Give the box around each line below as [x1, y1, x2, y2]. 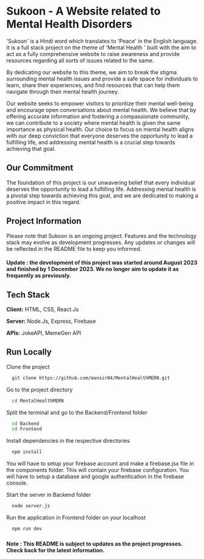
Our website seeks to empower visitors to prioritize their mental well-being [6, 99, 194, 107]
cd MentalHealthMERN [12, 398, 64, 404]
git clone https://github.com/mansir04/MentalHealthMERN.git [12, 374, 171, 381]
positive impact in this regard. [6, 198, 81, 205]
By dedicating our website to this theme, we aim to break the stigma [6, 68, 177, 76]
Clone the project [6, 363, 50, 370]
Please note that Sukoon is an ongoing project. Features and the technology [6, 232, 197, 239]
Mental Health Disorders [6, 17, 133, 31]
